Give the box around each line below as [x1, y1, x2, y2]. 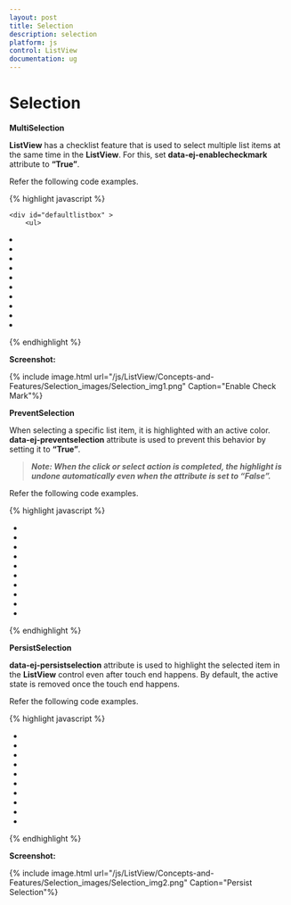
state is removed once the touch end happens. [9, 678, 181, 689]
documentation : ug [9, 54, 77, 63]
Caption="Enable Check [188, 380, 277, 391]
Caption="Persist [190, 876, 253, 888]
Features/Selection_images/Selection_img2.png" [9, 876, 189, 888]
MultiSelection [9, 122, 65, 133]
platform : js [9, 37, 58, 47]
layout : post [9, 12, 58, 22]
